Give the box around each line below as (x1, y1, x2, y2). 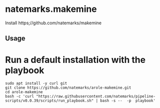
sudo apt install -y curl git (5, 81, 68, 86)
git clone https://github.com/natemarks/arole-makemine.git (5, 85, 132, 90)
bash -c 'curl (5, 94, 35, 99)
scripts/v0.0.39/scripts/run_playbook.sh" (5, 98, 94, 104)
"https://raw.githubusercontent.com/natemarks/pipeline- (36, 94, 156, 99)
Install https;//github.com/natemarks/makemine (5, 20, 102, 26)
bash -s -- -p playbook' (100, 98, 156, 104)
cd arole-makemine (5, 90, 43, 95)
